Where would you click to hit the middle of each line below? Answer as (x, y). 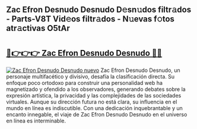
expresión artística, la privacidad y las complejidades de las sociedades (94, 95)
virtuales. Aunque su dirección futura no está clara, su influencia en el (92, 102)
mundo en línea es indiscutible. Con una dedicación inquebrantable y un (94, 108)
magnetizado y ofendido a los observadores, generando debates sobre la (96, 89)
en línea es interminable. (36, 121)
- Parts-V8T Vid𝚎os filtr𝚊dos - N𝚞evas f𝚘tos (90, 19)
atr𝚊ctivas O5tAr (38, 28)
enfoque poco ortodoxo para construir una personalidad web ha (85, 83)
